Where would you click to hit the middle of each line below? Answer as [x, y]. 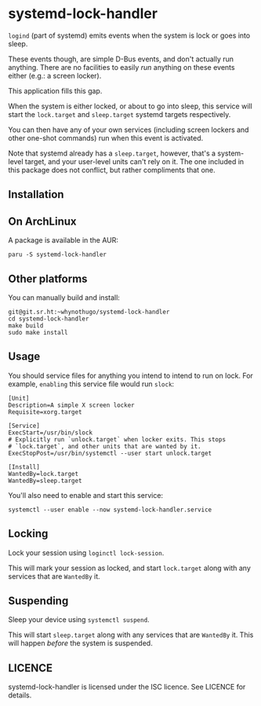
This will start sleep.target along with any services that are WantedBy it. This [131, 635]
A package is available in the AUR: [63, 240]
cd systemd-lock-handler [49, 319]
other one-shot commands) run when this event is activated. [106, 137]
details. [20, 695]
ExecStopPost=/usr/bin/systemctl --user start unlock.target [110, 453]
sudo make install [38, 332]
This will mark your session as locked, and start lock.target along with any [129, 568]
